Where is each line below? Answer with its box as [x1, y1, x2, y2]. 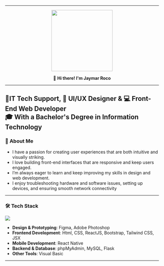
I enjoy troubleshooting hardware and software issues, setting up [12, 180, 143, 186]
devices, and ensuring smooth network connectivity [12, 185, 117, 191]
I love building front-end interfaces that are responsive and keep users [12, 159, 154, 165]
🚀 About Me [5, 138, 34, 145]
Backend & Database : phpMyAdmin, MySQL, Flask [12, 245, 115, 251]
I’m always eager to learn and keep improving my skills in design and [12, 169, 151, 175]
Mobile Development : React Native [12, 240, 83, 246]
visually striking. [12, 154, 45, 160]
